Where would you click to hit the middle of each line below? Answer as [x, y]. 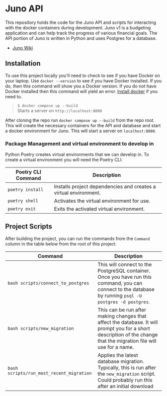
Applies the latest [118, 355]
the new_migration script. [126, 374]
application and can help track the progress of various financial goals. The [81, 33]
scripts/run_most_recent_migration [50, 373]
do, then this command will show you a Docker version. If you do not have [81, 86]
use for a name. [116, 347]
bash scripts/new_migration [41, 328]
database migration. [121, 361]
